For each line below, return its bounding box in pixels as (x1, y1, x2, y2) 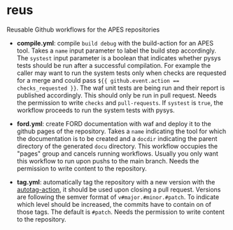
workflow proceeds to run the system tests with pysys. (16, 106, 176, 114)
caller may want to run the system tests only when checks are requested (16, 69, 227, 77)
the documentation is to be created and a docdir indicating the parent (16, 134, 218, 142)
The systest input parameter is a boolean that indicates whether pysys (16, 53, 221, 62)
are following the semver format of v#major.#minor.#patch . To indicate (16, 192, 220, 201)
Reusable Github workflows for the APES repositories (6, 25, 160, 34)
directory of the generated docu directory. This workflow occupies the (16, 142, 218, 150)
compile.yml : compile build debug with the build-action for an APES (16, 39, 214, 47)
